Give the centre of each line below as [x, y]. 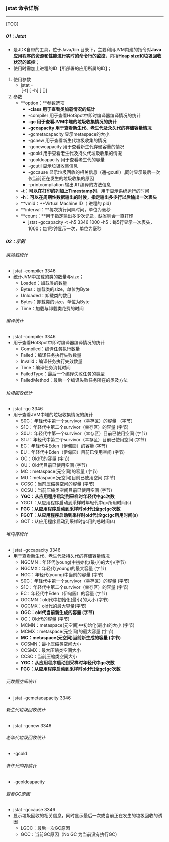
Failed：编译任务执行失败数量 [51, 355]
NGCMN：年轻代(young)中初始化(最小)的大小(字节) [73, 562]
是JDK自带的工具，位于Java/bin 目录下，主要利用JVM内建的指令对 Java [87, 50]
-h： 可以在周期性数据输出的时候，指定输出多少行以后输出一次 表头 [89, 197]
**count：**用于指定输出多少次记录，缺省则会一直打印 [77, 216]
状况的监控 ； [26, 62]
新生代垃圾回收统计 [26, 710]
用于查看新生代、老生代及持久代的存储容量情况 [61, 556]
